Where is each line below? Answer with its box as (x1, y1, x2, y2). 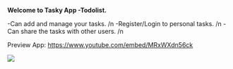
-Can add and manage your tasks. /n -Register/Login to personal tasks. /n (7, 20, 222, 27)
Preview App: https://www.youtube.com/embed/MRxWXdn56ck (7, 41, 193, 49)
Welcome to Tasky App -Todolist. (7, 6, 107, 14)
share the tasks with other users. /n (20, 27, 124, 35)
